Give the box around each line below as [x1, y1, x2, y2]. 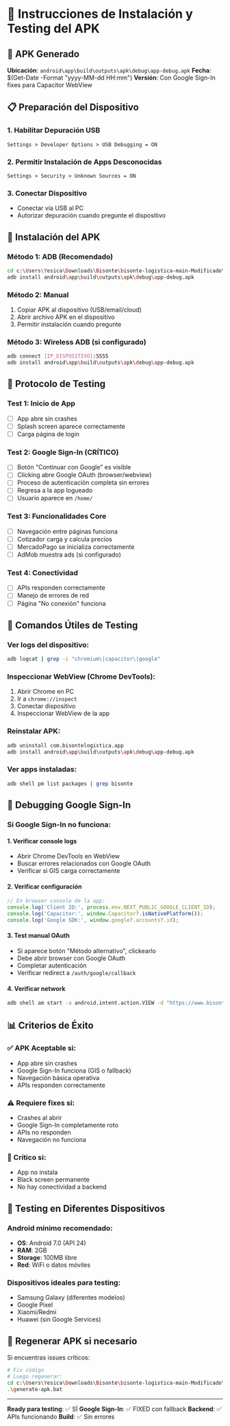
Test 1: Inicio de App [7, 399, 75, 408]
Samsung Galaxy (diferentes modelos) [16, 1294, 125, 1302]
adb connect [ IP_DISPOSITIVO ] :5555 [7, 353, 109, 360]
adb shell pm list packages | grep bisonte [7, 780, 133, 787]
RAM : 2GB [16, 1246, 47, 1254]
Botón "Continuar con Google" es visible [16, 463, 131, 471]
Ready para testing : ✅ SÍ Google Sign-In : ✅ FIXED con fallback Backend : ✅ [7, 1405, 222, 1413]
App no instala [16, 1168, 58, 1176]
